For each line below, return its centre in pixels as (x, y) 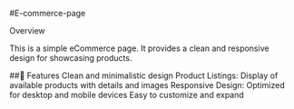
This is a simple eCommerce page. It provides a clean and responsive (139, 48)
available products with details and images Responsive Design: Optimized (147, 85)
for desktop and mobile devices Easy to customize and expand (127, 95)
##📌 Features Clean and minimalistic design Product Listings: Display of (144, 75)
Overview (27, 30)
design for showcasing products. (71, 58)
